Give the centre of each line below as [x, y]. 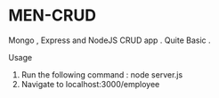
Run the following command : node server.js [102, 74]
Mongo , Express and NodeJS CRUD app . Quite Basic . [109, 40]
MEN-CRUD [53, 16]
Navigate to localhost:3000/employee [90, 84]
